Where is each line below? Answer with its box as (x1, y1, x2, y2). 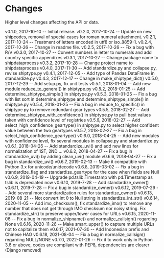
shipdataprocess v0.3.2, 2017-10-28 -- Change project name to (5, 60, 133, 66)
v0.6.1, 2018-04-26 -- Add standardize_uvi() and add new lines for (5, 143, 139, 149)
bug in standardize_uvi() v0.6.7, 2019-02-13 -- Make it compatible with (5, 159, 147, 164)
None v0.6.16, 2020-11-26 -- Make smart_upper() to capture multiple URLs (5, 221, 155, 227)
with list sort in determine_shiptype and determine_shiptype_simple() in (5, 96, 149, 102)
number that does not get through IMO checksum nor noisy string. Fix (5, 205, 146, 211)
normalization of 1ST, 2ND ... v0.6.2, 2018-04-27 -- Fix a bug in (5, 148, 133, 154)
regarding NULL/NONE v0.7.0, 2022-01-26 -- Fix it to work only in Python (5, 236, 153, 242)
